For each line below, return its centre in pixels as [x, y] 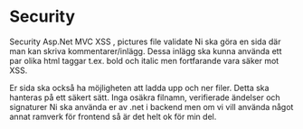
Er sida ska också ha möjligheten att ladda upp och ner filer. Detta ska [139, 88]
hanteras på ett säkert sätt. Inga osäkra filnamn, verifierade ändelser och [145, 97]
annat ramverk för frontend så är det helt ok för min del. [113, 116]
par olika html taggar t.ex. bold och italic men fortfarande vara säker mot [144, 60]
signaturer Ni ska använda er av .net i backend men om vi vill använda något [151, 106]
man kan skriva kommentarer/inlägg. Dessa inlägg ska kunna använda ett [146, 51]
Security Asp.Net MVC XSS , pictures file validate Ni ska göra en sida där [145, 41]
